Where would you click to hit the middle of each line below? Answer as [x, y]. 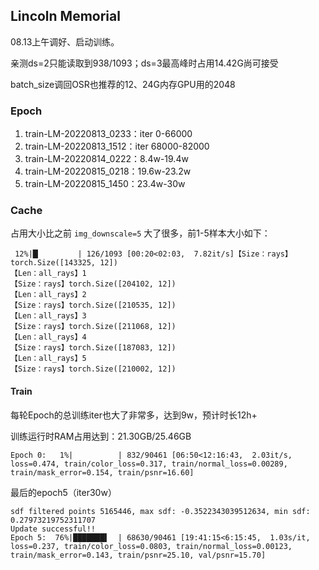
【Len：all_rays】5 [48, 359]
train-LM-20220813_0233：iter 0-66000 [108, 134]
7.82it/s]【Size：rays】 [243, 254]
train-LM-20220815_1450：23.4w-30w [105, 184]
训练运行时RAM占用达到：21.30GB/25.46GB [101, 436]
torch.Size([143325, [53, 263]
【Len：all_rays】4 [48, 337]
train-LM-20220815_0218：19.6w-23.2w [108, 171]
